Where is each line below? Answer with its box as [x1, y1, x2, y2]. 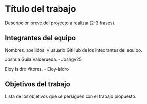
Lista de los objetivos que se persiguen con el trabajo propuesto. [5, 93, 137, 99]
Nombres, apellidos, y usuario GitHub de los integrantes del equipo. [5, 47, 143, 52]
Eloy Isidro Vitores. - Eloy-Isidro [5, 66, 69, 72]
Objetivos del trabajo [5, 80, 70, 89]
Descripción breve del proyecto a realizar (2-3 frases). [5, 20, 116, 26]
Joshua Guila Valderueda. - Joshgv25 [5, 56, 82, 62]
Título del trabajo [5, 3, 76, 15]
